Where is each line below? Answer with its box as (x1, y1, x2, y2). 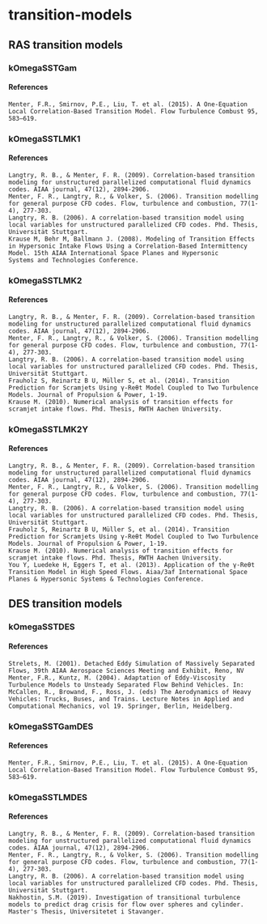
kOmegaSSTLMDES (8, 791, 87, 803)
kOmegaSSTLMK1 (8, 133, 81, 144)
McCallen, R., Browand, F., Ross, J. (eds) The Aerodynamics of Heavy (8, 688, 252, 696)
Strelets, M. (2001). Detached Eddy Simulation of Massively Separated (8, 659, 255, 667)
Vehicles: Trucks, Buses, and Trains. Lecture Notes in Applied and (8, 695, 244, 703)
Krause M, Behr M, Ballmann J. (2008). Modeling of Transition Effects (8, 235, 255, 243)
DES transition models (8, 597, 123, 611)
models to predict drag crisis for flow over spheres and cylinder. (8, 901, 244, 909)
